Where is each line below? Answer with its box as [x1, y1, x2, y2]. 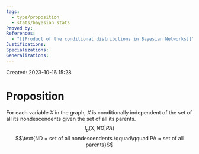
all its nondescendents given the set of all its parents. [6, 115, 136, 122]
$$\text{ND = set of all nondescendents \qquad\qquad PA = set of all [15, 135, 184, 142]
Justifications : [6, 42, 46, 48]
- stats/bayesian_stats [11, 19, 70, 25]
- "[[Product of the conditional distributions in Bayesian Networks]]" [11, 36, 195, 42]
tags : [6, 8, 20, 15]
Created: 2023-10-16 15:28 [6, 68, 72, 76]
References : [6, 31, 36, 37]
